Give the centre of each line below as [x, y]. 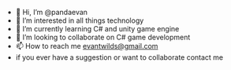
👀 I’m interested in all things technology [80, 20]
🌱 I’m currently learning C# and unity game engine [97, 29]
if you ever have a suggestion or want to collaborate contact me [119, 57]
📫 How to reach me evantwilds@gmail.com [87, 46]
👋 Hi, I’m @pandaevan [52, 12]
